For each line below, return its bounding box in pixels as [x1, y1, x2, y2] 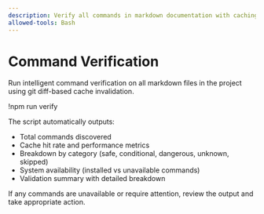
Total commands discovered [19, 132, 112, 142]
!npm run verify [8, 102, 58, 111]
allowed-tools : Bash [8, 19, 76, 27]
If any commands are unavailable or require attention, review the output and [8, 189, 254, 198]
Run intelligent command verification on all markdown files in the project [8, 78, 242, 88]
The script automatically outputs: [8, 117, 115, 126]
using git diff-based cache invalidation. [8, 87, 135, 96]
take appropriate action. [8, 198, 86, 207]
